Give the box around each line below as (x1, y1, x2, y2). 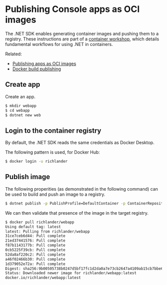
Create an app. (5, 93, 36, 99)
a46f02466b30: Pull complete (5, 257, 66, 262)
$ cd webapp (5, 108, 30, 113)
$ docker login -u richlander (5, 159, 68, 164)
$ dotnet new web (5, 112, 41, 118)
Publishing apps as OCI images (12, 60, 77, 66)
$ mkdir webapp (5, 103, 37, 108)
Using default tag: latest (5, 224, 61, 229)
